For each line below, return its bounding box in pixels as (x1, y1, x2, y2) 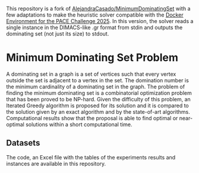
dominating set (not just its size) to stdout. (6, 30, 109, 37)
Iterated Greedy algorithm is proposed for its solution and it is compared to (6, 102, 189, 109)
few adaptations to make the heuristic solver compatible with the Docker (6, 11, 184, 18)
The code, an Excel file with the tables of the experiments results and (6, 153, 176, 161)
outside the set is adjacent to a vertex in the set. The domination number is (6, 76, 189, 84)
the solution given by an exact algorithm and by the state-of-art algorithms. (6, 108, 190, 115)
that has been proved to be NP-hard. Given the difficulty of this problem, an (6, 95, 191, 102)
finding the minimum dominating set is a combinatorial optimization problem (6, 89, 192, 97)
